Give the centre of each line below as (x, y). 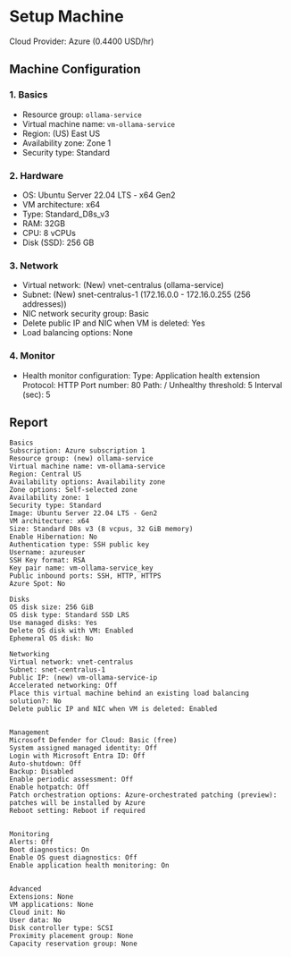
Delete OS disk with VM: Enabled (71, 631)
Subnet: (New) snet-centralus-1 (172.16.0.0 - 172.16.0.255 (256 (137, 295)
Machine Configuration (75, 69)
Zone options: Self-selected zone (74, 490)
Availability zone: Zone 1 (67, 143)
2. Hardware (37, 175)
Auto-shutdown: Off (46, 764)
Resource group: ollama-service (82, 114)
